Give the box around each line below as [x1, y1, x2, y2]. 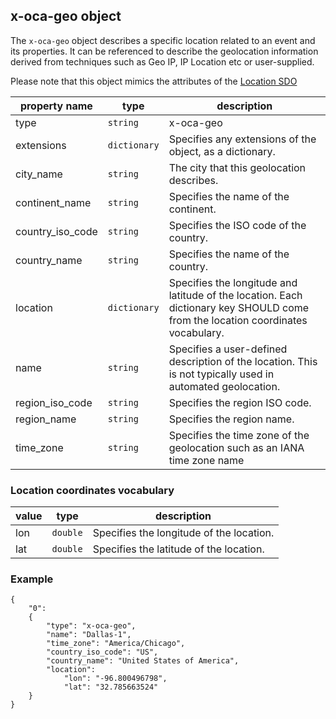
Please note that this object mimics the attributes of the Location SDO [10, 75, 298, 87]
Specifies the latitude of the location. [92, 542, 265, 556]
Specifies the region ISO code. [168, 395, 312, 409]
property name [19, 99, 93, 113]
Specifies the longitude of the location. [92, 526, 275, 540]
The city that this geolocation [168, 160, 307, 174]
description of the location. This [168, 354, 318, 368]
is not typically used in [168, 367, 275, 381]
